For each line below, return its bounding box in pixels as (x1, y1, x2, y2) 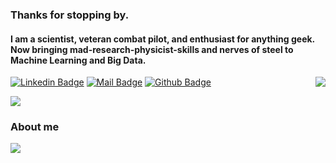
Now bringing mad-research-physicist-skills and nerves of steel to (10, 43, 294, 55)
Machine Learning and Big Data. (10, 54, 147, 66)
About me (10, 120, 60, 134)
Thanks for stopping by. (10, 8, 130, 22)
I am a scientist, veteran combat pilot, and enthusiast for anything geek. (10, 33, 315, 45)
